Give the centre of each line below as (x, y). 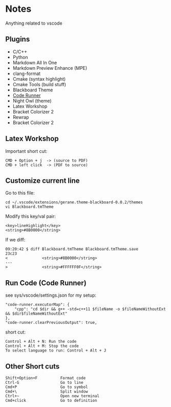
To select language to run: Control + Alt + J (56, 351)
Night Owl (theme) (32, 101)
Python (20, 57)
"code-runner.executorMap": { (38, 305)
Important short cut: (26, 151)
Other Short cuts (33, 366)
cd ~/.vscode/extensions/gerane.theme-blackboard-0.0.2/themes (74, 202)
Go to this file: (20, 193)
